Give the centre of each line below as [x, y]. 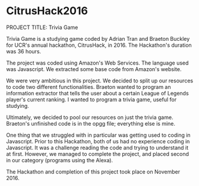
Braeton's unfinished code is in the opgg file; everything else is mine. [91, 123]
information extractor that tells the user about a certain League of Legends [97, 93]
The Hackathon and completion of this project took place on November [93, 171]
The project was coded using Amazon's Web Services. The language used [97, 63]
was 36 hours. [24, 51]
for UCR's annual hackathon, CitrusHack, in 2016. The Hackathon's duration [99, 45]
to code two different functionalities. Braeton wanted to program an [89, 86]
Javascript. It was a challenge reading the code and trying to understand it [97, 147]
